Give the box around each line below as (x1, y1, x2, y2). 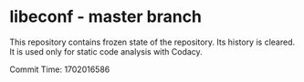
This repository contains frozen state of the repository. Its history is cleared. (9, 36, 295, 47)
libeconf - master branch (9, 6, 203, 27)
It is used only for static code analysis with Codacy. (9, 46, 203, 56)
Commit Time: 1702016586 (9, 64, 110, 75)
